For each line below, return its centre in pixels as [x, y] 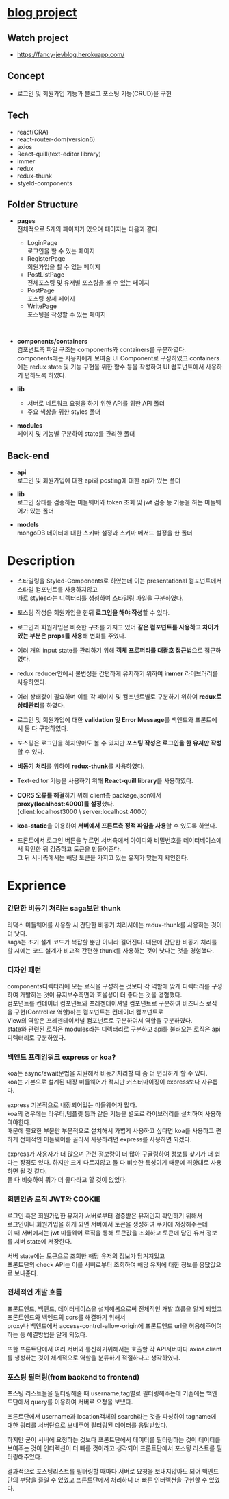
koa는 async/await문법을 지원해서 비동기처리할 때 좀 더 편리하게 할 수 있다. [107, 1073]
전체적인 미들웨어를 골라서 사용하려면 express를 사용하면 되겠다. [106, 1139]
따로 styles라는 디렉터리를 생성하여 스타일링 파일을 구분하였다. [100, 598]
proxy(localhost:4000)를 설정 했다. [66, 804]
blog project [42, 13]
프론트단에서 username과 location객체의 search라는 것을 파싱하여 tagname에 [112, 1417]
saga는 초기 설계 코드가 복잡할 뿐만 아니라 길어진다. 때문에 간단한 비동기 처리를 [112, 942]
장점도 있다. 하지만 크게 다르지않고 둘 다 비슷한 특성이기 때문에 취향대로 [114, 1163]
